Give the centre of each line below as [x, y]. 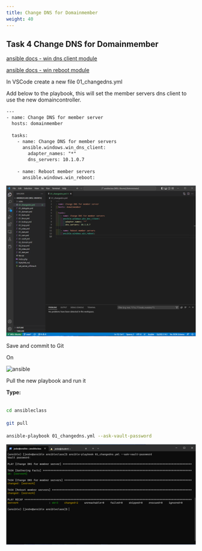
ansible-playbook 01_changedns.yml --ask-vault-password [79, 436]
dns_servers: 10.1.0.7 [56, 160]
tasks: [20, 136]
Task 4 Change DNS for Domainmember [82, 44]
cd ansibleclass [26, 411]
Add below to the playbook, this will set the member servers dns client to [96, 94]
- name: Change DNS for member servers [67, 142]
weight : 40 [20, 19]
